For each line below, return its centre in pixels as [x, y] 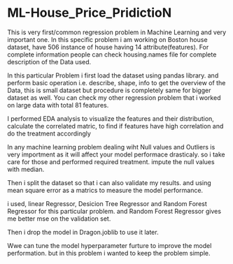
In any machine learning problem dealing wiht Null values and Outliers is [111, 147]
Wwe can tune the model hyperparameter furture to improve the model [110, 245]
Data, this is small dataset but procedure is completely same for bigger [109, 90]
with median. [26, 169]
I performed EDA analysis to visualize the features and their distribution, [111, 118]
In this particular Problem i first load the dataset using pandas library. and [113, 75]
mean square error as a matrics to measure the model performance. [105, 190]
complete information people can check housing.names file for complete [112, 54]
